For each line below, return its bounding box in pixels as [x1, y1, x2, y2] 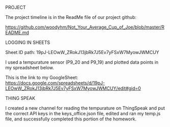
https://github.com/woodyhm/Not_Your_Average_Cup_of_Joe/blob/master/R [5, 24, 164, 30]
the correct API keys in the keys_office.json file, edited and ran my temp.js [5, 111, 161, 116]
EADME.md [5, 30, 30, 35]
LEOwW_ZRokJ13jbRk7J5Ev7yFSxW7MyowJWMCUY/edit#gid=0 [5, 85, 141, 91]
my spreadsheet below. [5, 65, 54, 70]
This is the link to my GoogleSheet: [5, 74, 78, 81]
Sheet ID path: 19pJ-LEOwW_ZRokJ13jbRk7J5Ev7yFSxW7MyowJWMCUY [5, 49, 159, 55]
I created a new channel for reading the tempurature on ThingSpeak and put [5, 105, 165, 111]
